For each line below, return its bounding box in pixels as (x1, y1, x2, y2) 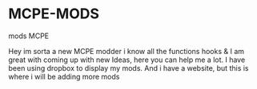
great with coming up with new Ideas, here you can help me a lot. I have (8, 55, 246, 64)
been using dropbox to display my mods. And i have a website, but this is (8, 63, 249, 72)
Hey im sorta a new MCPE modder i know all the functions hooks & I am (8, 46, 245, 56)
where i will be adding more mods (8, 72, 120, 81)
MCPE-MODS (8, 5, 100, 23)
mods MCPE (8, 31, 50, 41)
